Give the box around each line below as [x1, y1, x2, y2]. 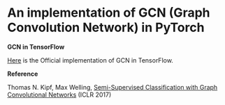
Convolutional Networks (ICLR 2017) [7, 90, 112, 99]
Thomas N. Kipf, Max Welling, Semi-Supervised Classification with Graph [7, 83, 218, 91]
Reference [7, 70, 38, 78]
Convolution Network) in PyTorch [7, 19, 205, 35]
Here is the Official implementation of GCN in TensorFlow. [7, 56, 173, 64]
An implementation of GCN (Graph [7, 5, 210, 21]
